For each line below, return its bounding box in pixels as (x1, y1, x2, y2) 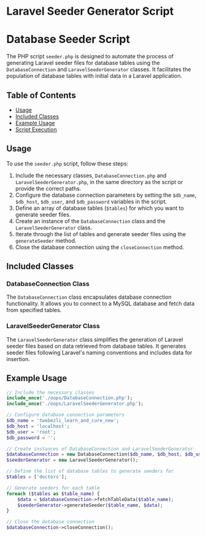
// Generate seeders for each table (6, 484, 100, 491)
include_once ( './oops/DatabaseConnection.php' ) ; (6, 395, 133, 401)
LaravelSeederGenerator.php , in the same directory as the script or (15, 178, 183, 185)
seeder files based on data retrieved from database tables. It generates (6, 342, 186, 350)
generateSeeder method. (15, 237, 77, 244)
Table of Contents (6, 90, 77, 101)
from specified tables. (6, 307, 62, 314)
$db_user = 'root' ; (6, 429, 56, 435)
